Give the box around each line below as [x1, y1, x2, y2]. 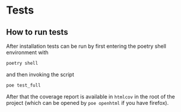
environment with [6, 49, 49, 56]
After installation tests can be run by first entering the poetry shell [6, 42, 167, 50]
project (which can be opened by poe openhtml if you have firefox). [6, 99, 169, 106]
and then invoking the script [6, 71, 75, 78]
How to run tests [6, 27, 69, 37]
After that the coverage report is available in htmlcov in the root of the [6, 93, 176, 100]
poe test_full [6, 82, 41, 88]
